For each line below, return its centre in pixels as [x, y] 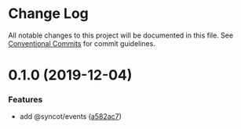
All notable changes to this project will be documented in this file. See [121, 35]
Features [26, 100]
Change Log [48, 14]
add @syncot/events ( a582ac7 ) [70, 116]
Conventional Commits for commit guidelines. [82, 43]
